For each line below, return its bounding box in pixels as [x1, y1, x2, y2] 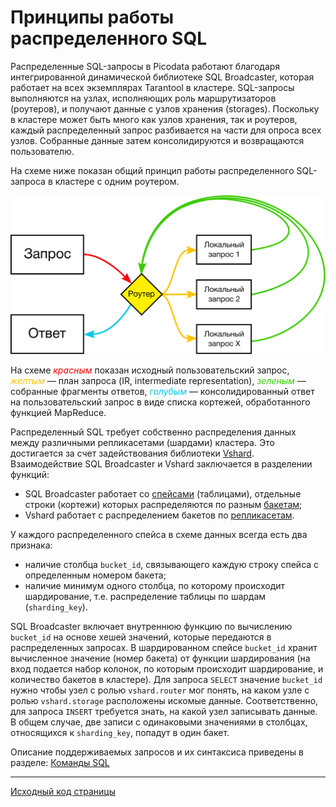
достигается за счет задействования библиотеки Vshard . [10, 447, 255, 460]
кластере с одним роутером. [54, 175, 180, 187]
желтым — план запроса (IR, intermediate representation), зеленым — [10, 375, 307, 387]
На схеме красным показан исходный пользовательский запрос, [10, 364, 290, 376]
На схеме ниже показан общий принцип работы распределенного [10, 164, 295, 176]
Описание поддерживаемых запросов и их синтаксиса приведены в [10, 746, 304, 758]
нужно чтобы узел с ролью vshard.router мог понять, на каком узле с [10, 684, 310, 696]
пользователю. [10, 145, 75, 157]
